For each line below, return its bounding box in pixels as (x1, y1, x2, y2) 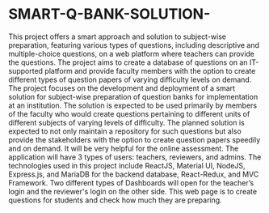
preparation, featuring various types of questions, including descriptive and (8, 40, 260, 49)
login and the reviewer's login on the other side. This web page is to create (8, 186, 257, 196)
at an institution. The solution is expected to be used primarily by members (8, 100, 257, 110)
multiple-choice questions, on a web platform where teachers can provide (8, 49, 255, 58)
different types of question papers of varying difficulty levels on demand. (8, 75, 252, 84)
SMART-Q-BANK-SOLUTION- (8, 5, 211, 23)
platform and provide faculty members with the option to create (44, 66, 256, 75)
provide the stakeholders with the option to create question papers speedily (8, 134, 261, 144)
